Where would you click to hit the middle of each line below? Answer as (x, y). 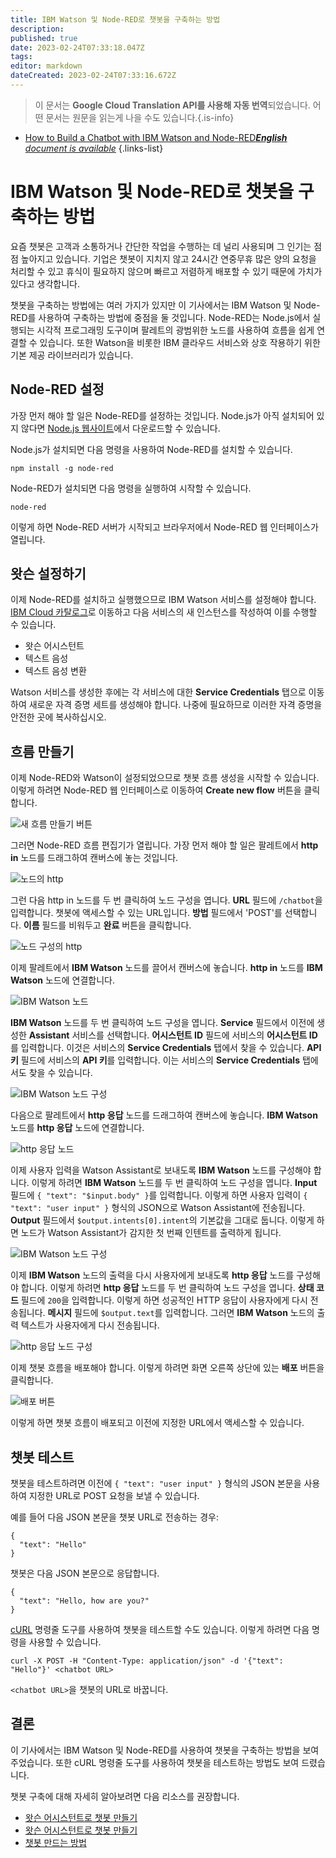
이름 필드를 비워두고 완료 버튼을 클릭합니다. (107, 925)
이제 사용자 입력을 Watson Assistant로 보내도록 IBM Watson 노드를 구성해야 (161, 1170)
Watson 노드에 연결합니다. (62, 980)
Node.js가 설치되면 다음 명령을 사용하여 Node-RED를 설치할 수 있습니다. (151, 449)
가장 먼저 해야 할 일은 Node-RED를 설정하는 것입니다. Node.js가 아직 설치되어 (162, 415)
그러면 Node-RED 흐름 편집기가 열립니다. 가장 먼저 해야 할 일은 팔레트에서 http (164, 845)
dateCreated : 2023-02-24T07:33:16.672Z (93, 76)
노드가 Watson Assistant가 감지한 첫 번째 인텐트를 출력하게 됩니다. (151, 1233)
